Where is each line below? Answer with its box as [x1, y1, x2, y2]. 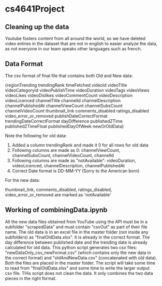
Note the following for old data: [5, 132, 67, 139]
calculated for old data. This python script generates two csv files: [5, 244, 137, 250]
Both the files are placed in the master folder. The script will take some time [5, 260, 156, 266]
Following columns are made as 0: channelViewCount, [12, 147, 120, 153]
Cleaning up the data [5, 23, 69, 31]
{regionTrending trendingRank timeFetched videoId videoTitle [5, 82, 127, 88]
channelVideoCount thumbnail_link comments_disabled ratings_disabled [5, 108, 149, 113]
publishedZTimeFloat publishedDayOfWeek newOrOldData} [5, 123, 124, 129]
